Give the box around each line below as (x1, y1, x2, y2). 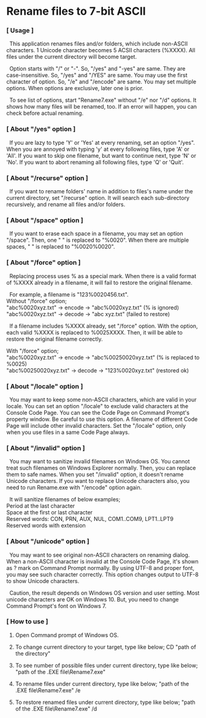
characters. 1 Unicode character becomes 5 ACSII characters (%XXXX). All (6, 47, 196, 54)
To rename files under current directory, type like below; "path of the (15, 680, 189, 687)
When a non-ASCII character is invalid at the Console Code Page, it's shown (6, 557, 199, 565)
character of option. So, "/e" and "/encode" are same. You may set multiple (6, 78, 197, 85)
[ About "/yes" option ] (6, 125, 76, 133)
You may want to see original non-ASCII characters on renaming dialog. (9, 551, 190, 558)
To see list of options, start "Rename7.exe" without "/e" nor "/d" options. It (9, 96, 197, 104)
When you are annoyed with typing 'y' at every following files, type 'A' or (6, 145, 190, 153)
